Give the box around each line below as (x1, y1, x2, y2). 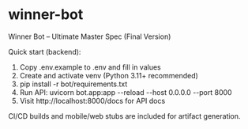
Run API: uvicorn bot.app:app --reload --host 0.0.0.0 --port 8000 (19, 87, 232, 97)
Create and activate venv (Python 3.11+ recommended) (19, 70, 199, 80)
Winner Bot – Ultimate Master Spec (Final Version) (8, 32, 171, 41)
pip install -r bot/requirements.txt (19, 79, 128, 89)
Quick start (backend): (8, 47, 81, 56)
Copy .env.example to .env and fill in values (19, 62, 162, 72)
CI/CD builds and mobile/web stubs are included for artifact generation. (8, 111, 241, 120)
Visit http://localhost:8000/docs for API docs (19, 96, 166, 105)
